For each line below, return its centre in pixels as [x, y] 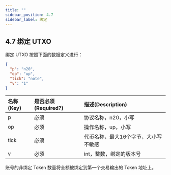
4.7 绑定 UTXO [28, 41]
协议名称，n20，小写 [109, 118]
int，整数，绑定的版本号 [112, 154]
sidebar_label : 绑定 [26, 19]
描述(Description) [105, 105]
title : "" [16, 10]
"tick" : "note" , [27, 79]
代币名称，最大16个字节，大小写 [123, 137]
